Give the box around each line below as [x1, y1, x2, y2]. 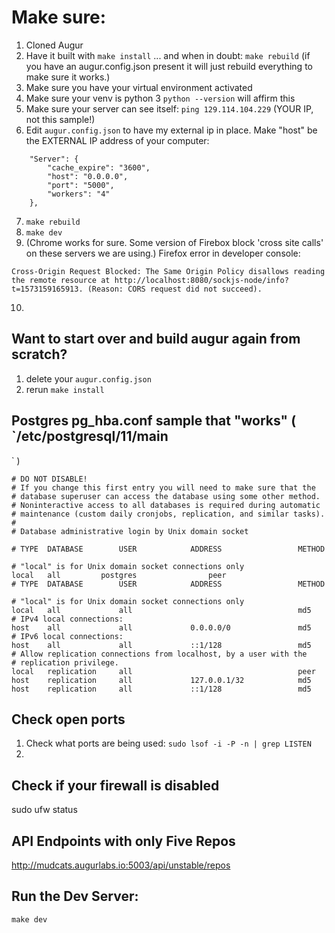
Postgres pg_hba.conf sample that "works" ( [11, 412, 297, 430]
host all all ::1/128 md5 [11, 640, 312, 650]
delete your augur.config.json [25, 372, 152, 385]
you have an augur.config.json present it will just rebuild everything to [25, 60, 313, 72]
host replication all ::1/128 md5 [11, 684, 312, 694]
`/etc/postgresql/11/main [11, 428, 169, 445]
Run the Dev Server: [11, 888, 139, 905]
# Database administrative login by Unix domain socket [11, 526, 249, 536]
